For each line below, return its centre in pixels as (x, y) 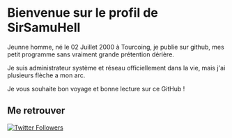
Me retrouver (36, 110)
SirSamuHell (44, 28)
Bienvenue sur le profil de (83, 13)
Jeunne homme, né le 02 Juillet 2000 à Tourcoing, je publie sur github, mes (116, 47)
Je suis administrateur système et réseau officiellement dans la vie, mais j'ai (116, 68)
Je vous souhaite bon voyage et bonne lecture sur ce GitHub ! (96, 89)
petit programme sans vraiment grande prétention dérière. (91, 54)
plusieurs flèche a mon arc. (46, 75)
